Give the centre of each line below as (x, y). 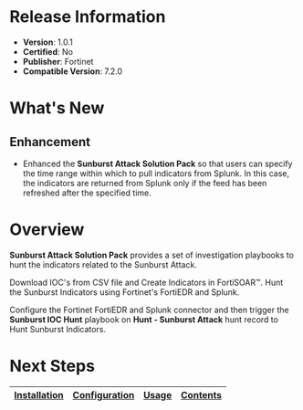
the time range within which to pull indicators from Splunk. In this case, (156, 173)
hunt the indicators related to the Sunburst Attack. (104, 264)
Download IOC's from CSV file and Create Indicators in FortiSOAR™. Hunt (146, 282)
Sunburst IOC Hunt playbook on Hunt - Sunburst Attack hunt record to (144, 319)
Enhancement (50, 142)
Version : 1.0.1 (47, 42)
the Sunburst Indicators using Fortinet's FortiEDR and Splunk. (125, 292)
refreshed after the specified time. (87, 193)
